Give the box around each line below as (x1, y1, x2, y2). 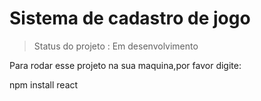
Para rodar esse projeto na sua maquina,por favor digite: (9, 59, 242, 71)
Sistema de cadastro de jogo (9, 7, 251, 30)
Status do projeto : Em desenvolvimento (33, 40, 199, 52)
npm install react (9, 78, 79, 91)
